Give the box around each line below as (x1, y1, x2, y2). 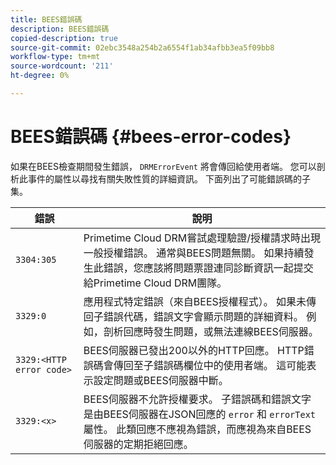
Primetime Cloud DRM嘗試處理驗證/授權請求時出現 (83, 231, 321, 245)
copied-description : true (10, 33, 118, 43)
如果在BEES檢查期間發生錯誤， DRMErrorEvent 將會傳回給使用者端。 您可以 (10, 160, 317, 172)
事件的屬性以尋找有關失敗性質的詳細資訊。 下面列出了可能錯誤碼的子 (27, 172, 311, 185)
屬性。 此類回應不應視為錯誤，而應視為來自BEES (83, 422, 312, 436)
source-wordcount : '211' (10, 61, 114, 71)
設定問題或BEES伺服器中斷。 (93, 373, 229, 387)
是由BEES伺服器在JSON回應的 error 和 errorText (83, 407, 317, 421)
